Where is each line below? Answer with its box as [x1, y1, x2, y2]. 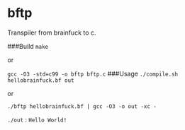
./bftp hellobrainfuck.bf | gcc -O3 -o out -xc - [7, 102, 157, 110]
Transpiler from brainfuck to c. [7, 28, 96, 37]
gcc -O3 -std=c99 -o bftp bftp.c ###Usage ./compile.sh [7, 69, 179, 78]
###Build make [7, 42, 48, 50]
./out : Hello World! [7, 115, 67, 124]
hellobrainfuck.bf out [7, 76, 74, 84]
